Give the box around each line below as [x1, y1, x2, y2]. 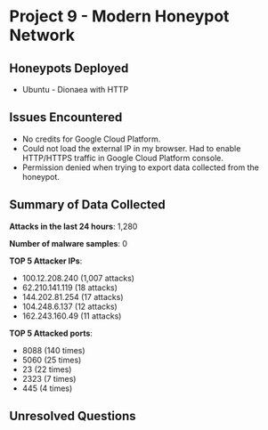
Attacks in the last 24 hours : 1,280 [9, 221, 138, 231]
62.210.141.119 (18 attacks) [21, 282, 118, 293]
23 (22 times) [21, 363, 72, 375]
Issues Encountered [9, 110, 123, 126]
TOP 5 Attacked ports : [9, 328, 93, 338]
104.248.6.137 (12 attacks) [21, 301, 118, 312]
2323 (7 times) [21, 373, 77, 384]
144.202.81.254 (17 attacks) [21, 291, 124, 302]
